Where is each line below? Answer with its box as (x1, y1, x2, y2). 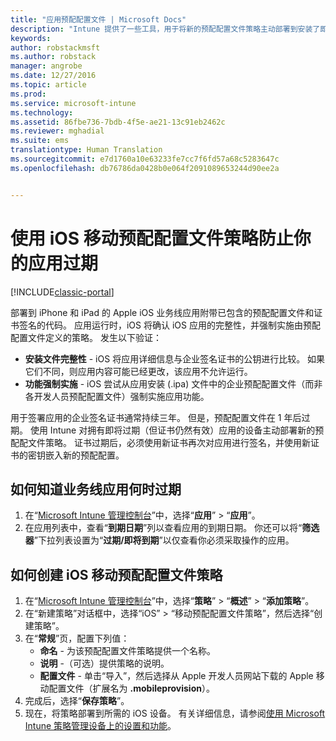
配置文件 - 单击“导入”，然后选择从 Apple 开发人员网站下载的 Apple (39, 670, 314, 682)
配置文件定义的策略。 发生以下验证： (10, 331, 162, 343)
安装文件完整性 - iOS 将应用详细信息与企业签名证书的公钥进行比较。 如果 (24, 352, 326, 365)
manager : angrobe (10, 61, 83, 71)
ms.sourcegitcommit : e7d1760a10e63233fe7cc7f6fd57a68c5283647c (10, 154, 280, 164)
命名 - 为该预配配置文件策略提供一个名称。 (39, 645, 216, 657)
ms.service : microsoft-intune (10, 98, 137, 108)
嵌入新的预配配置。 (44, 449, 125, 461)
